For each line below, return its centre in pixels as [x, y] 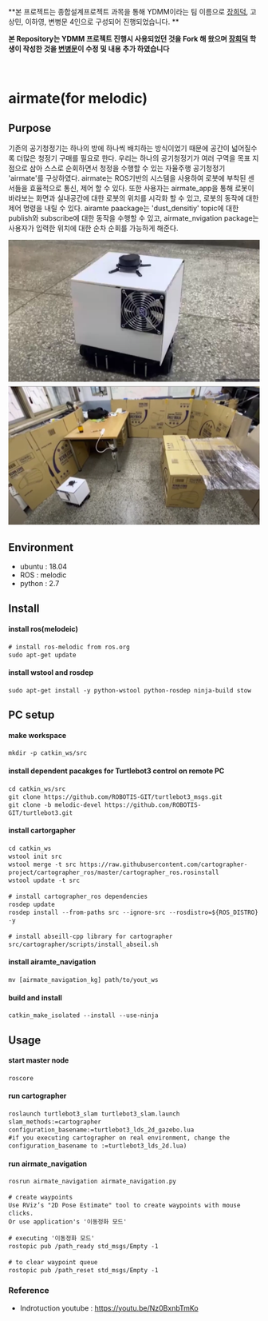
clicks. [21, 1214]
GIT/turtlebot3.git [41, 813]
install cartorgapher [42, 831]
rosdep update [32, 904]
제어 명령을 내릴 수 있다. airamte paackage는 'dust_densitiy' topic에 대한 [124, 208]
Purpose [30, 128]
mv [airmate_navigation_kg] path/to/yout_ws [83, 980]
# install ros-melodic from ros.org [69, 647]
